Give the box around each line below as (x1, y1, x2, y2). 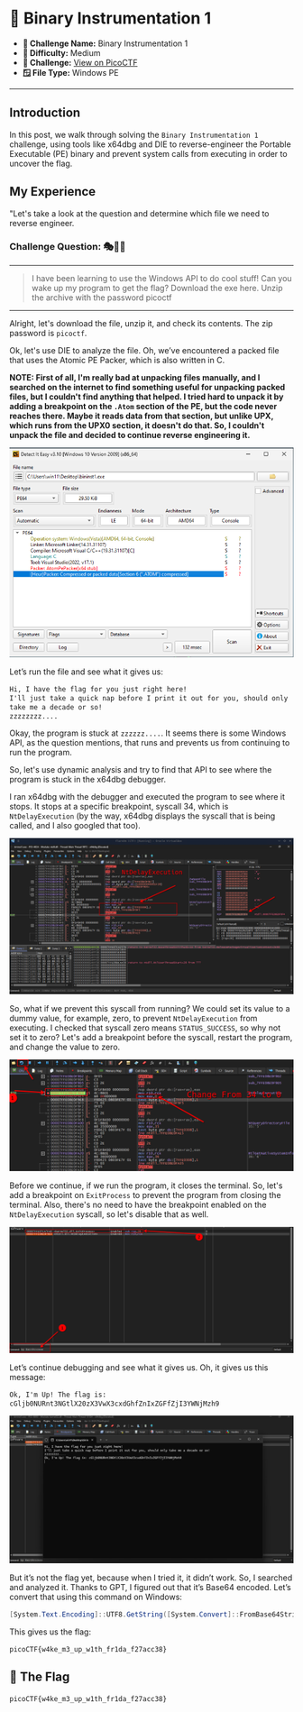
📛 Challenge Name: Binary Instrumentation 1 (22, 38, 188, 49)
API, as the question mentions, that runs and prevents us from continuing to (9, 737, 290, 748)
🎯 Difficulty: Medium (22, 47, 101, 58)
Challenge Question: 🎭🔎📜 (9, 241, 126, 253)
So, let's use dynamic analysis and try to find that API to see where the (9, 764, 272, 775)
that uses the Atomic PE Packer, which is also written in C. (9, 354, 225, 365)
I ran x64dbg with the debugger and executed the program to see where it (9, 792, 286, 802)
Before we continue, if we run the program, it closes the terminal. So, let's (9, 1180, 283, 1191)
